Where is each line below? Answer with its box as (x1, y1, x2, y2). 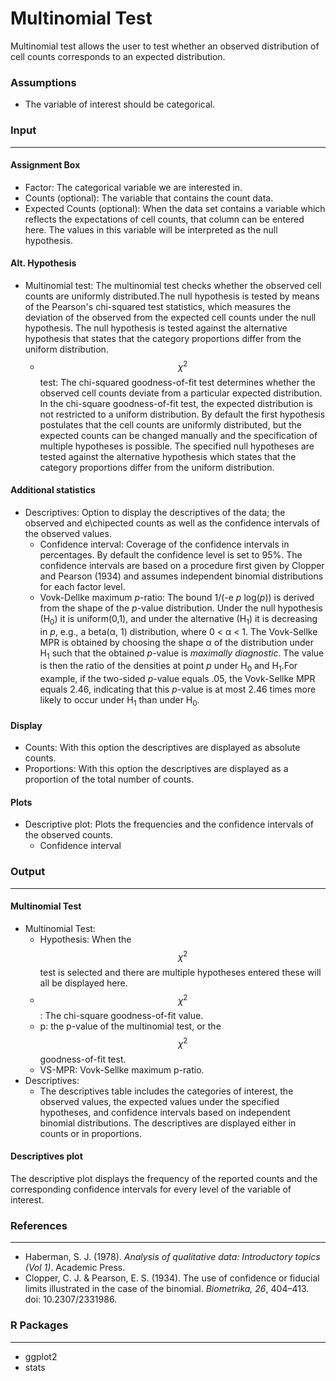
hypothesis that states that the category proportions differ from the (24, 332, 302, 344)
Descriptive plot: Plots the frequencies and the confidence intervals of (24, 818, 315, 831)
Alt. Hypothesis (10, 257, 77, 269)
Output (10, 865, 46, 879)
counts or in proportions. (39, 1127, 143, 1139)
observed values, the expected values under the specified (39, 1095, 280, 1107)
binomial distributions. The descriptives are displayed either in (39, 1117, 297, 1129)
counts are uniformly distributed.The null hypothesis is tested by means (24, 290, 320, 302)
